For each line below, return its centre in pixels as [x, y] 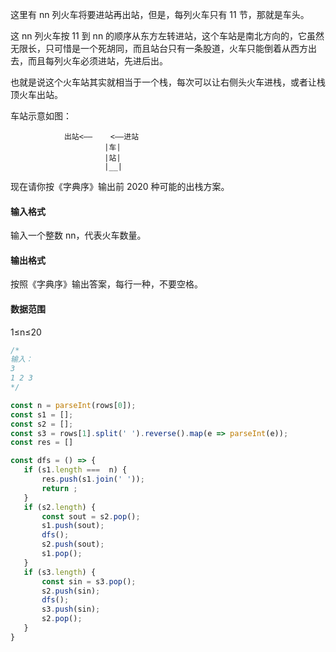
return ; [59, 488]
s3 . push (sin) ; [71, 609]
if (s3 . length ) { [60, 572]
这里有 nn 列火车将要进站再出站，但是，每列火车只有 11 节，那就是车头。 [160, 14]
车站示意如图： [41, 116]
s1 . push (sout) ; [73, 526]
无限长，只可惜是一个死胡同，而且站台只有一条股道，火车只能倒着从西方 [159, 48]
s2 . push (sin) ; [71, 591]
